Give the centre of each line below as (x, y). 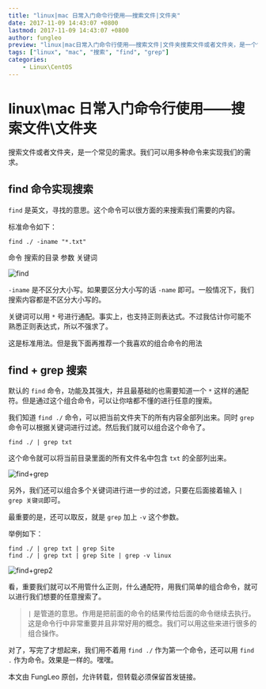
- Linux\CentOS (47, 67)
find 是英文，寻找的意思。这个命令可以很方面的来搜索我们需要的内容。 (124, 210)
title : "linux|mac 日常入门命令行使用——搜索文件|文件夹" (94, 15)
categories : (28, 60)
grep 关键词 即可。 (36, 501)
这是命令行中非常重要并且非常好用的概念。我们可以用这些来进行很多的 (142, 623)
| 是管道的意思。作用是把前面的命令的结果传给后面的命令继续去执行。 (141, 614)
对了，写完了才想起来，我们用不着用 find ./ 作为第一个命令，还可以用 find (131, 650)
